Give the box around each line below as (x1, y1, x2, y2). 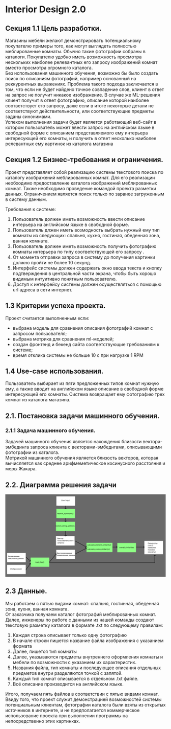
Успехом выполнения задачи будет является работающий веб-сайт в (5, 119, 157, 125)
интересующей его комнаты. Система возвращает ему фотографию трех (5, 391, 165, 397)
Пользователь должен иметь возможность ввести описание (12, 216, 145, 222)
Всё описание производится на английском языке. (12, 681, 124, 687)
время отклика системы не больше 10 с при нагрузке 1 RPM (12, 352, 144, 358)
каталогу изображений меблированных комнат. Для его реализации (5, 174, 155, 180)
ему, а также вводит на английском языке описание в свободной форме (5, 386, 164, 392)
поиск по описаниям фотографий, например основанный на (5, 76, 136, 81)
